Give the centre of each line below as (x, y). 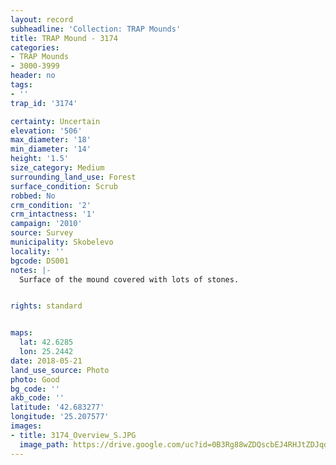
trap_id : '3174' (44, 103)
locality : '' (37, 251)
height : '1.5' (40, 159)
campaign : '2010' (46, 224)
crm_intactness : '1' (53, 214)
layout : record (42, 19)
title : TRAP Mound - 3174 (64, 38)
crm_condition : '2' (51, 205)
